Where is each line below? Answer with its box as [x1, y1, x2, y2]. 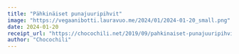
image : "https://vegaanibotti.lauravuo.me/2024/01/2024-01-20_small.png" [7, 17, 231, 24]
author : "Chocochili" [7, 36, 72, 43]
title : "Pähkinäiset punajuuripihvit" [7, 10, 122, 18]
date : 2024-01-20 [7, 23, 59, 30]
